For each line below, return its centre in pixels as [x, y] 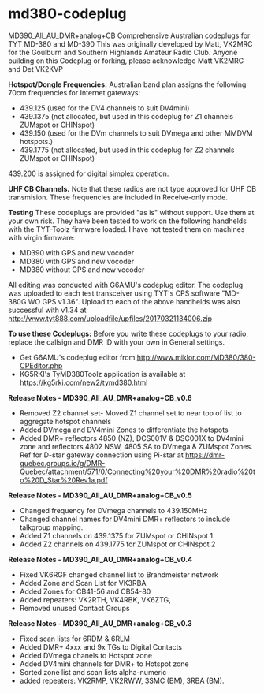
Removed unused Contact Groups [74, 608]
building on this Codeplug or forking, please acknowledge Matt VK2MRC [126, 61]
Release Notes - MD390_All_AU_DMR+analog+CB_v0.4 [100, 559]
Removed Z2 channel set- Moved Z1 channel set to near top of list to [130, 413]
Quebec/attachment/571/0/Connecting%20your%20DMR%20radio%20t [138, 471]
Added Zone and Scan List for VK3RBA [83, 583]
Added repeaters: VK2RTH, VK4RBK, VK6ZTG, [95, 599]
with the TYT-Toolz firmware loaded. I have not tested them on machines [126, 229]
